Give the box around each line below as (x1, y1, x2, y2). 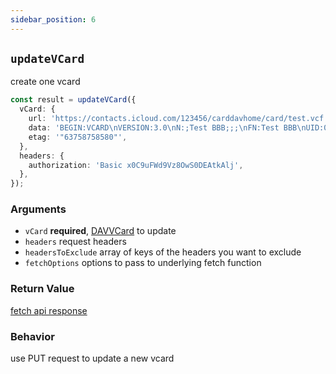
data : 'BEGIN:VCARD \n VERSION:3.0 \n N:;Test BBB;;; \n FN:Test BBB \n (28, 123, 307, 133)
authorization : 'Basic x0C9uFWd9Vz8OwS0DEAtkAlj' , (28, 160, 244, 170)
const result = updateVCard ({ (10, 95, 137, 105)
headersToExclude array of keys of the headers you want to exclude (24, 246, 302, 258)
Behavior (10, 329, 55, 343)
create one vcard (10, 76, 81, 88)
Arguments (10, 202, 67, 216)
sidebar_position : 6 (10, 14, 97, 25)
